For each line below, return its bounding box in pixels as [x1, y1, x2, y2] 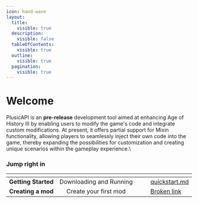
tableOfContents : [11, 42, 55, 48]
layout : [6, 14, 25, 20]
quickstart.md [150, 178, 189, 186]
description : [11, 31, 44, 37]
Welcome [6, 94, 54, 108]
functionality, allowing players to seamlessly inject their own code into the [6, 133, 187, 140]
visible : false [17, 36, 55, 42]
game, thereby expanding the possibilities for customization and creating [6, 139, 184, 146]
